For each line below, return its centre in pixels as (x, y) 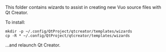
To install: (15, 22)
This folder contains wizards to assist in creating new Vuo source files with (83, 7)
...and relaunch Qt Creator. (33, 45)
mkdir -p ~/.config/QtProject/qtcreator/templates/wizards (69, 31)
